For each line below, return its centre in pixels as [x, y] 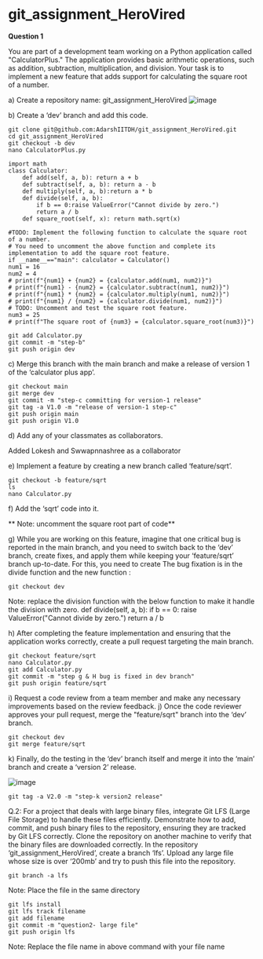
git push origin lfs [42, 932]
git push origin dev [42, 349]
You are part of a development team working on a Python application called [130, 51]
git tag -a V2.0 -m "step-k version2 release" [86, 797]
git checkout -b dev [42, 143]
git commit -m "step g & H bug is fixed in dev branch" [101, 676]
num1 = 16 [24, 267]
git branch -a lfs [38, 875]
